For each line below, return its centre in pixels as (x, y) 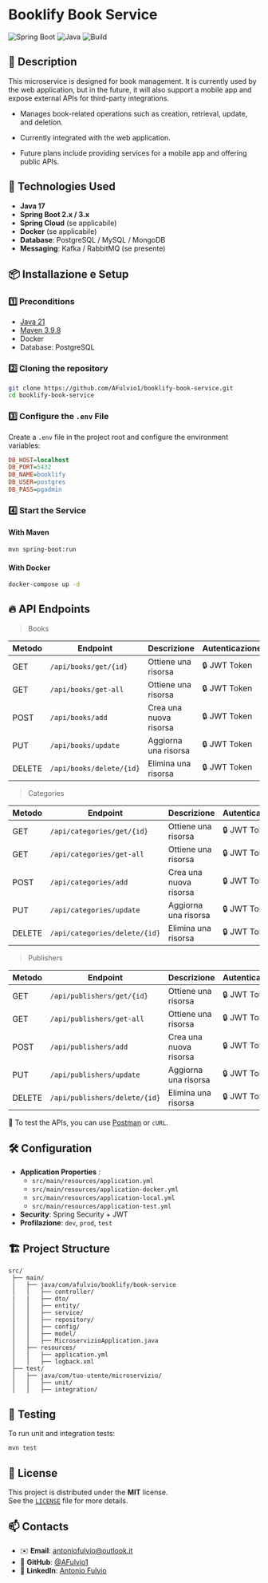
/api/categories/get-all (97, 854)
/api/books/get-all (87, 689)
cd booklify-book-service (51, 396)
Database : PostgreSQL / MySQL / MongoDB (93, 239)
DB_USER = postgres (37, 482)
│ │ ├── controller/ (53, 1292)
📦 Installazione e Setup (69, 274)
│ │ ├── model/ (44, 1334)
